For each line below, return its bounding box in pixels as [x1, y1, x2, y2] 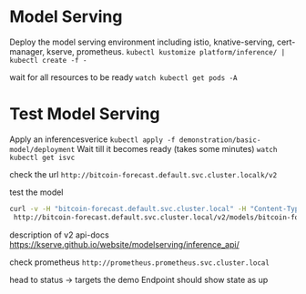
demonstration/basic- [178, 135, 261, 145]
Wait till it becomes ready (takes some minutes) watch [76, 143, 278, 154]
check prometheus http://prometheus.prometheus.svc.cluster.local [9, 257, 270, 268]
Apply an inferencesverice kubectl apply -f [9, 134, 176, 145]
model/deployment [9, 145, 76, 154]
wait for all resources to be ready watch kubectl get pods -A [9, 71, 239, 83]
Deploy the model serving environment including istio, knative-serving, [9, 36, 275, 47]
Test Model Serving [9, 104, 160, 125]
